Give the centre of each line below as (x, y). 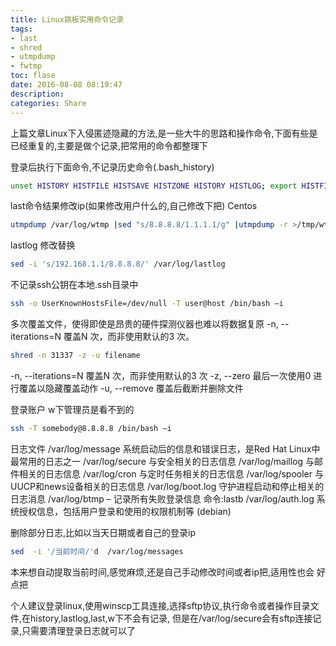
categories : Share (48, 103)
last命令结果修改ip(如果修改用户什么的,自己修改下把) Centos (134, 206)
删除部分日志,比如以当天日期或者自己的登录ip (103, 532)
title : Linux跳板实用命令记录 (67, 19)
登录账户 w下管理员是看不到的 (72, 409)
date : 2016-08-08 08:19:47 (66, 85)
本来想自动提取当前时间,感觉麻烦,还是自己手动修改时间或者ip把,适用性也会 (162, 572)
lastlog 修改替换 (43, 245)
